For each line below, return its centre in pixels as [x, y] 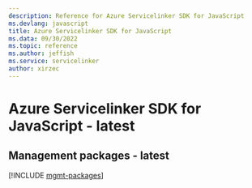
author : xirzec [34, 69]
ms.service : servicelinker [54, 62]
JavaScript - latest [72, 126]
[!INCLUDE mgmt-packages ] [56, 175]
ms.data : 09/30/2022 [43, 38]
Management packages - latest [89, 156]
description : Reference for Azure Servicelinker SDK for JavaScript [126, 16]
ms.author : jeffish [41, 53]
